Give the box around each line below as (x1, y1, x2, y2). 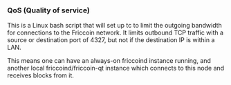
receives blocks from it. (7, 71, 75, 79)
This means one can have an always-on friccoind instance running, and (7, 57, 211, 65)
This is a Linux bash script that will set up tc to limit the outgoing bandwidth (7, 21, 223, 30)
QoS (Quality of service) (7, 6, 90, 15)
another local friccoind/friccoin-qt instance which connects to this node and (7, 64, 225, 73)
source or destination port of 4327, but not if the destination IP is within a (7, 36, 215, 44)
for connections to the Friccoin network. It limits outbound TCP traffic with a (7, 28, 223, 37)
